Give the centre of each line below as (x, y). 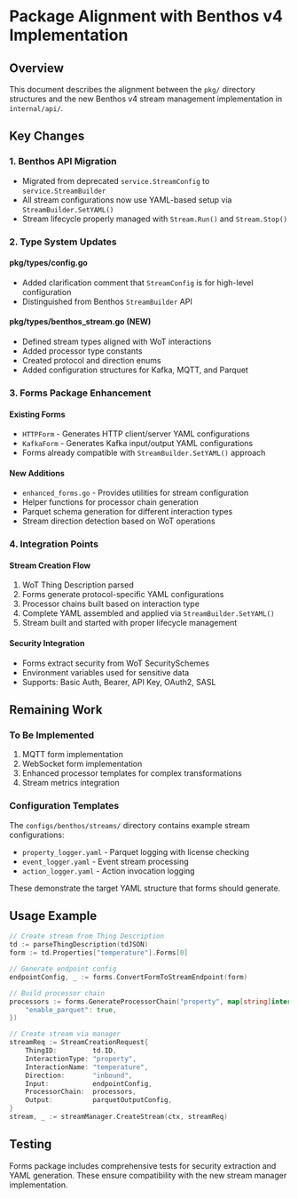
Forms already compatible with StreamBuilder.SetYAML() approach (144, 453)
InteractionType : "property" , (81, 1059)
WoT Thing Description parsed (78, 585)
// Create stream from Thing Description (87, 936)
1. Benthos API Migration (63, 162)
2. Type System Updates (63, 242)
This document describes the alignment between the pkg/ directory (132, 89)
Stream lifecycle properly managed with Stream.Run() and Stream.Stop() (155, 219)
